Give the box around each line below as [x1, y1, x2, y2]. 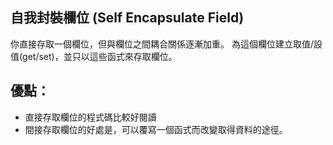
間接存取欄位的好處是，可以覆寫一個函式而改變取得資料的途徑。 [24, 123, 288, 135]
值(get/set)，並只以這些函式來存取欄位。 [10, 50, 178, 62]
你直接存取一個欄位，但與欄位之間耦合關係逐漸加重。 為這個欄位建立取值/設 [10, 38, 323, 50]
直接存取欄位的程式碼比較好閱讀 [24, 111, 157, 123]
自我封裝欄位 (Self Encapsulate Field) [10, 9, 245, 27]
